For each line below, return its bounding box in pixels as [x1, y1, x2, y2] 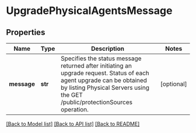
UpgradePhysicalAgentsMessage [6, 4, 173, 17]
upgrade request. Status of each [60, 69, 150, 77]
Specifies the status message [60, 54, 142, 62]
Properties [6, 27, 45, 37]
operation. [60, 106, 89, 113]
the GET [60, 91, 83, 99]
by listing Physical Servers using [60, 83, 150, 92]
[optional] [160, 80, 187, 88]
